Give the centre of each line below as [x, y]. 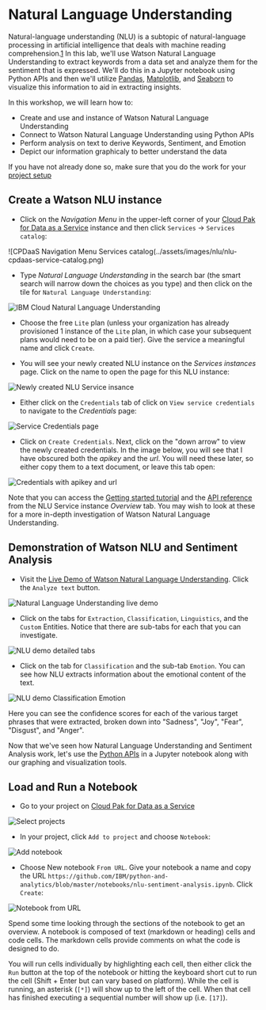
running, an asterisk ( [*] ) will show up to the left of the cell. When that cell [129, 989]
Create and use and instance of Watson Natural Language [114, 117]
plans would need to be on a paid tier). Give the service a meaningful [132, 339]
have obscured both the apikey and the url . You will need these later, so [137, 458]
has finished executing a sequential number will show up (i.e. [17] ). [118, 998]
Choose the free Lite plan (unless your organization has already [124, 322]
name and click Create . [57, 348]
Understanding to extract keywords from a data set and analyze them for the [133, 62]
